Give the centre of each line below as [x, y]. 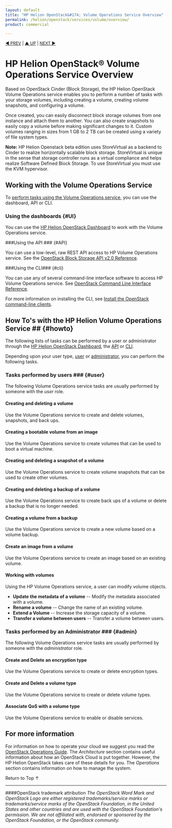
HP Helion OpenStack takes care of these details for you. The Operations [82, 762]
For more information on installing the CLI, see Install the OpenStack [77, 299]
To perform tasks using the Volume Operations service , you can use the [81, 197]
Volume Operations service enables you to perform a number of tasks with [84, 94]
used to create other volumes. [37, 477]
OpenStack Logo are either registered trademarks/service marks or [77, 798]
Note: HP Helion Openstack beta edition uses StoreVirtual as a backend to [84, 147]
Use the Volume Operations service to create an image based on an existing [85, 558]
